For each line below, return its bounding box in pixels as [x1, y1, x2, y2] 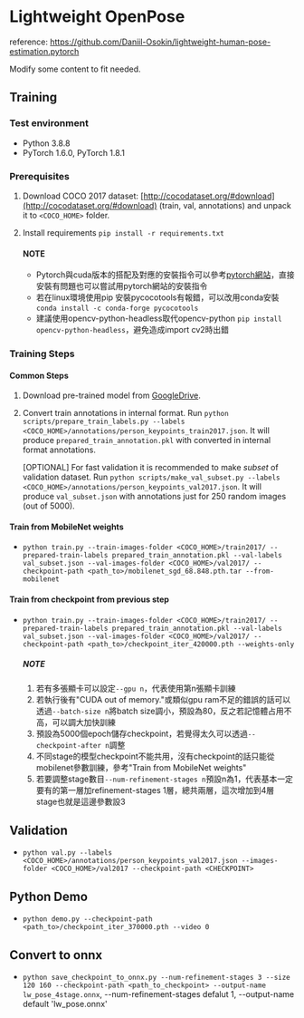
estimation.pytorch [9, 45, 80, 56]
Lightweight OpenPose [9, 6, 185, 27]
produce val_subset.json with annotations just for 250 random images [22, 491, 287, 502]
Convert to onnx [9, 947, 103, 963]
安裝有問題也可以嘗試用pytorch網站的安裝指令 [35, 281, 208, 292]
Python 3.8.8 [22, 138, 71, 149]
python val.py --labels [22, 848, 113, 858]
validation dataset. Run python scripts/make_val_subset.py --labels [22, 471, 280, 482]
